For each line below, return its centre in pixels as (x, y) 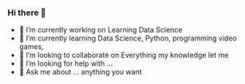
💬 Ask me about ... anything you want (81, 72)
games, (32, 47)
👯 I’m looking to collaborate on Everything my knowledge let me (124, 55)
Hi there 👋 (27, 13)
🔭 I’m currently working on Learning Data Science (101, 30)
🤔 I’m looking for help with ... (66, 63)
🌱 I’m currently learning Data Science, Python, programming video (128, 38)
